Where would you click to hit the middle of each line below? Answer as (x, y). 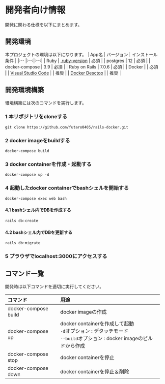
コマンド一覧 (25, 274)
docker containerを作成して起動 (97, 323)
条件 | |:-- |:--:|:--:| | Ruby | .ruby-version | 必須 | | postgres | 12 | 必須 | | (78, 61)
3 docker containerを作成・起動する (48, 164)
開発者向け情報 (35, 10)
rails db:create (22, 221)
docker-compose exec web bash (36, 198)
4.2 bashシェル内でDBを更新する (39, 232)
